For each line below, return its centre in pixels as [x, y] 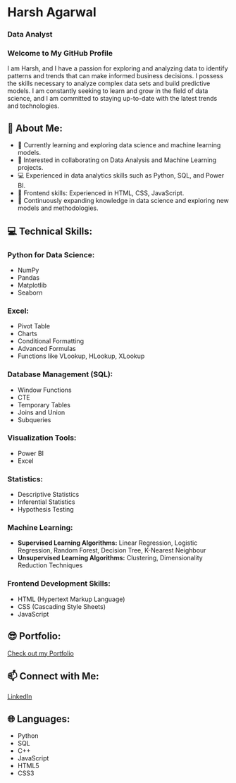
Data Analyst [30, 35]
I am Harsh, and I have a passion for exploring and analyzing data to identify [118, 68]
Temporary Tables [44, 405]
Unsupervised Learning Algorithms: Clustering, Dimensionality [110, 558]
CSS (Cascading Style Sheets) [62, 606]
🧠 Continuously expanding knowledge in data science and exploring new [123, 201]
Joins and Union [41, 412]
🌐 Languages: [39, 719]
